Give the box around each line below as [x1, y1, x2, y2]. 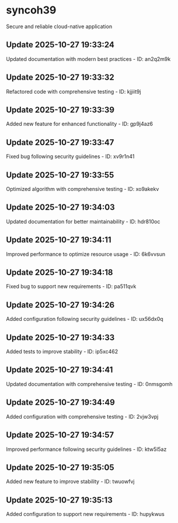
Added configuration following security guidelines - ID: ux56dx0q [6, 316, 163, 323]
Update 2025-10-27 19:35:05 [6, 462, 115, 472]
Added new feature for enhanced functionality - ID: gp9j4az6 [6, 121, 153, 128]
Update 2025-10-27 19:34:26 [6, 300, 115, 310]
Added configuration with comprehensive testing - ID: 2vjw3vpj [6, 413, 159, 420]
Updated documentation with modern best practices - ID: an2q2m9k [6, 55, 171, 62]
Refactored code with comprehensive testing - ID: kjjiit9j [6, 88, 141, 95]
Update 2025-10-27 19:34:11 [6, 235, 112, 245]
